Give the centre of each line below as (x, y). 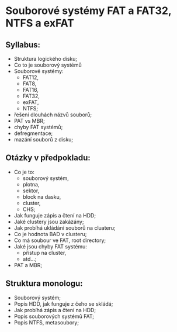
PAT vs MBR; (29, 121)
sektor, (31, 191)
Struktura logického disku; (45, 59)
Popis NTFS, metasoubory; (46, 322)
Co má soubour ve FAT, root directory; (60, 240)
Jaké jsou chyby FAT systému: (50, 246)
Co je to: (24, 172)
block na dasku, (42, 196)
